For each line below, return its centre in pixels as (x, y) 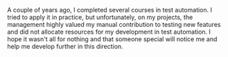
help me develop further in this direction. (65, 46)
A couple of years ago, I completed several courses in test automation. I (110, 10)
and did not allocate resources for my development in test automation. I (109, 32)
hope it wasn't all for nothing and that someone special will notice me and (112, 39)
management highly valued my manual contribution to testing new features (114, 24)
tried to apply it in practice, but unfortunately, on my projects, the (100, 17)
